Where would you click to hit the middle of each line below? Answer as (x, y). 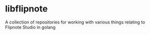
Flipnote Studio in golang (30, 27)
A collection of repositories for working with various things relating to (75, 22)
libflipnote (27, 9)
